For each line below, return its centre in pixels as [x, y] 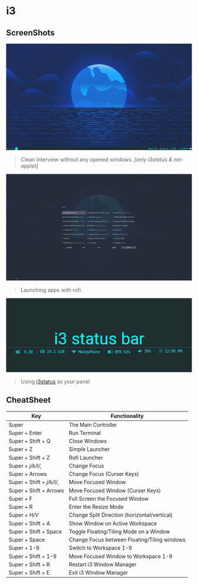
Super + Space [27, 540]
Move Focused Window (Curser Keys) [115, 490]
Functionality [128, 416]
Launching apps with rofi [51, 290]
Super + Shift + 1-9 [33, 556]
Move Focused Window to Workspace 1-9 [121, 556]
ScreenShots [30, 33]
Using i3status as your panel [55, 382]
